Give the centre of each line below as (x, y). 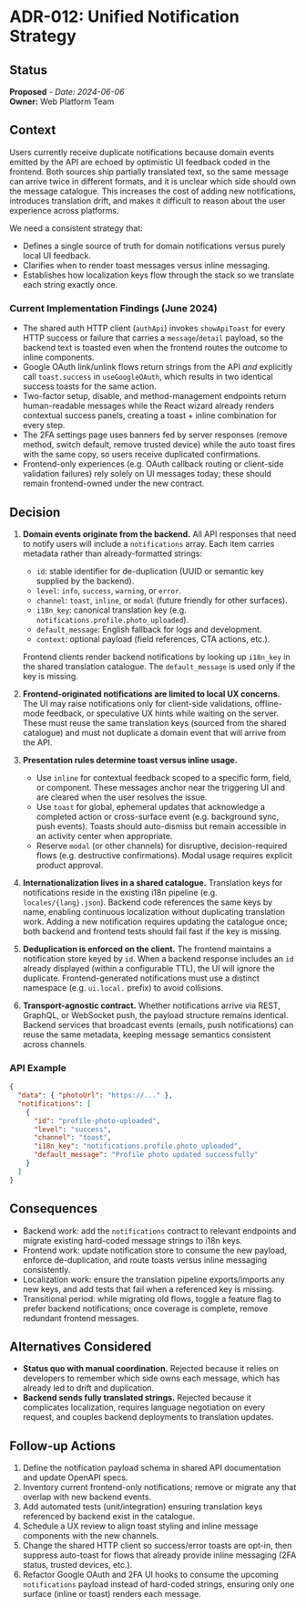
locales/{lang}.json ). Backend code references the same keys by (148, 902)
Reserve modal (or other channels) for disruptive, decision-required (162, 846)
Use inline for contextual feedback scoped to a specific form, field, (163, 777)
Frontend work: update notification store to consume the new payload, (155, 1250)
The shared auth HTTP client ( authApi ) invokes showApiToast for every (154, 328)
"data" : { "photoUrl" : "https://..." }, (95, 1096)
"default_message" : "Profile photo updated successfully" (146, 1155)
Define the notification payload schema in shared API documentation (152, 1468)
